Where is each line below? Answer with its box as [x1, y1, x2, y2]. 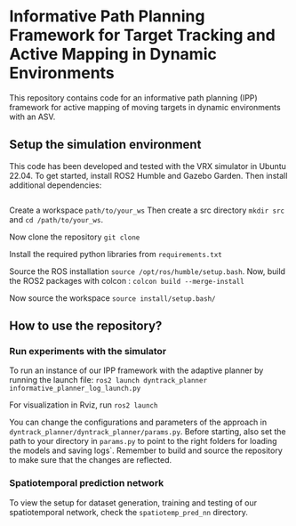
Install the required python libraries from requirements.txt [9, 248, 222, 259]
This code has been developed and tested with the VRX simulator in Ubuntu [9, 160, 287, 171]
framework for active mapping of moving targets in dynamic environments [9, 101, 282, 112]
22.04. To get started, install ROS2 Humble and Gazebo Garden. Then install [9, 170, 288, 181]
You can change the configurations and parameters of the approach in [9, 417, 268, 428]
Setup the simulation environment [9, 137, 202, 152]
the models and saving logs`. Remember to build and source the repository [9, 445, 283, 456]
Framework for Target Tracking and [9, 25, 276, 45]
